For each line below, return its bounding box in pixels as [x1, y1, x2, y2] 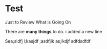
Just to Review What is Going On [5, 19, 71, 25]
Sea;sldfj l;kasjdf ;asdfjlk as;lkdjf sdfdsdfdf [5, 38, 91, 44]
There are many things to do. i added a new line [5, 28, 103, 34]
